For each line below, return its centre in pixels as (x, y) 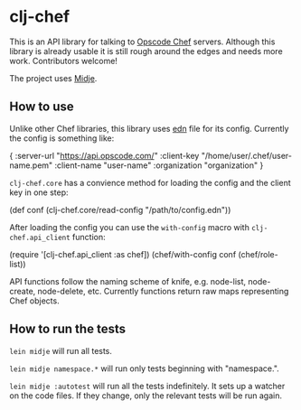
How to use (42, 107)
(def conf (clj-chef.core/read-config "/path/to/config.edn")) (120, 210)
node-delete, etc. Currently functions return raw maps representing (163, 291)
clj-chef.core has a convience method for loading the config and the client (150, 182)
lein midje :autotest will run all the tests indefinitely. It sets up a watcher (147, 386)
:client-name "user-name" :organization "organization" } (159, 165)
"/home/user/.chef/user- (246, 155)
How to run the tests (68, 329)
